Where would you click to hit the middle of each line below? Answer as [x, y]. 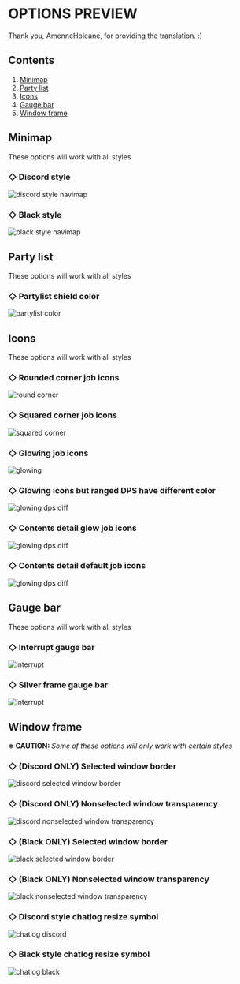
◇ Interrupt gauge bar [52, 647]
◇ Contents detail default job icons [77, 566]
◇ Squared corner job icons [63, 415]
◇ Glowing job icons [48, 453]
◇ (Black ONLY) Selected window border [88, 841]
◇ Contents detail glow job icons [73, 528]
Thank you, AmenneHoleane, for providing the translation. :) [105, 36]
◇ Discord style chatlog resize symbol [83, 917]
